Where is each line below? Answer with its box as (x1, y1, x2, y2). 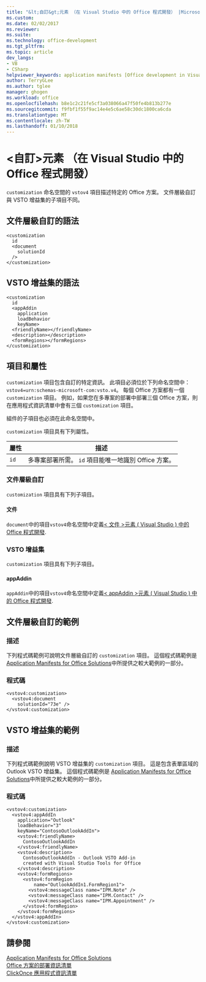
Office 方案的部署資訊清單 (6, 962, 72, 969)
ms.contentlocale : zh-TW (6, 117, 70, 124)
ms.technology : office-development (6, 37, 97, 44)
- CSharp (6, 66, 29, 73)
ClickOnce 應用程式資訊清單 (6, 969, 77, 977)
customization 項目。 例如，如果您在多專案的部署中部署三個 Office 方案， (6, 394, 193, 401)
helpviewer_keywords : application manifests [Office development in (6, 72, 185, 78)
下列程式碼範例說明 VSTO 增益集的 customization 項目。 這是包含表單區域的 (6, 760, 199, 768)
